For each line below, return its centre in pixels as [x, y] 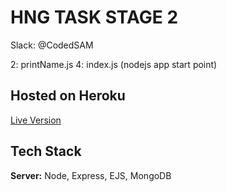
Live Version [36, 120]
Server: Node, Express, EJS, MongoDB [91, 175]
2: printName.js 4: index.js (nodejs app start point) [114, 64]
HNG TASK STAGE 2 [94, 17]
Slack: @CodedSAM [52, 45]
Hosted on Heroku [68, 96]
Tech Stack [46, 151]
